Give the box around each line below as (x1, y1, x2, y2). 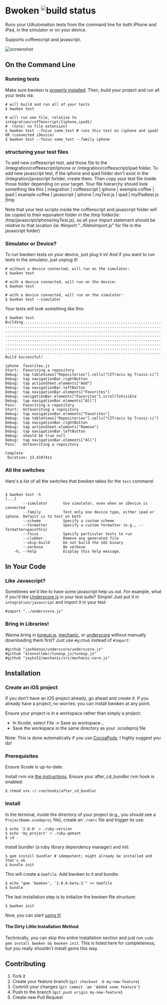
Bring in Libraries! (5, 620, 49, 627)
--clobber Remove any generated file (23, 535, 119, 541)
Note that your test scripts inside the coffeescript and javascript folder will (5, 206, 157, 212)
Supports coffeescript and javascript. (5, 36, 82, 42)
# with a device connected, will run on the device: (5, 279, 117, 284)
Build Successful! (5, 355, 43, 360)
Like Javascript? (5, 577, 46, 584)
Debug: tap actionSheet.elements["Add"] (5, 381, 92, 386)
